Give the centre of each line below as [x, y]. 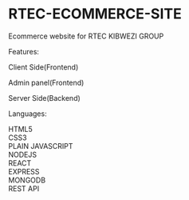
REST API [24, 188]
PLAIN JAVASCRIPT [41, 146]
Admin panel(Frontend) [46, 82]
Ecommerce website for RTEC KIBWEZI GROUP [86, 36]
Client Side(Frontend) [43, 67]
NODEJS [23, 154]
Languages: [28, 114]
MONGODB [27, 180]
